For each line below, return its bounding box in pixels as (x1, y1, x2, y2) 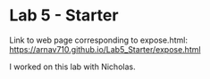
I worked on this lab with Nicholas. (9, 61, 136, 72)
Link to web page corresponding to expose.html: (9, 35, 188, 45)
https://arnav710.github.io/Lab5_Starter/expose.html (9, 43, 201, 54)
